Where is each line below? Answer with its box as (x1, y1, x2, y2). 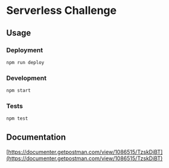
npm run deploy (6, 59, 45, 65)
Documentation (6, 132, 66, 143)
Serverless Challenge (6, 4, 116, 18)
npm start (6, 88, 31, 94)
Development (6, 74, 47, 82)
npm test (6, 115, 28, 121)
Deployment (6, 46, 43, 54)
